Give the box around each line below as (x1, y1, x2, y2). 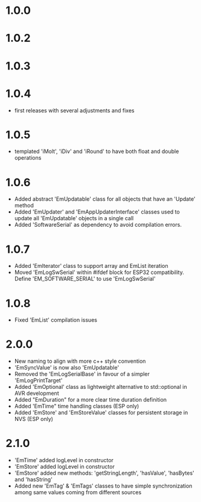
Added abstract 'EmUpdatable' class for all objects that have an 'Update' (14, 195, 196, 203)
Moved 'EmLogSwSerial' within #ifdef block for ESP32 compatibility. (14, 269, 185, 276)
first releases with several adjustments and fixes (14, 106, 135, 114)
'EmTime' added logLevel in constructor (14, 457, 114, 464)
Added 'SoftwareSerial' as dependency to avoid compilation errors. (14, 221, 182, 229)
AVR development (14, 390, 59, 397)
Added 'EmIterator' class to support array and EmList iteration (14, 262, 168, 270)
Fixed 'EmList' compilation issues (14, 316, 98, 324)
